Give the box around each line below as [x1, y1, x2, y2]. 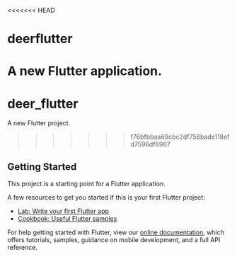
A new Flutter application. [7, 63, 163, 79]
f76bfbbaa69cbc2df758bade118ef [130, 132, 230, 141]
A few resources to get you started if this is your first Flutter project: [7, 193, 205, 202]
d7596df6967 [130, 140, 171, 149]
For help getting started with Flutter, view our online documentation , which [7, 228, 225, 236]
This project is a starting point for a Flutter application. [7, 180, 166, 188]
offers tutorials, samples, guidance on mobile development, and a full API [7, 236, 221, 244]
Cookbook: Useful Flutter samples [17, 215, 117, 223]
